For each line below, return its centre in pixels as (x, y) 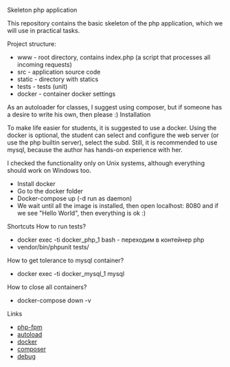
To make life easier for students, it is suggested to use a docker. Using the (112, 128)
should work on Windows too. (49, 170)
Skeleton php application (42, 10)
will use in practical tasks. (44, 31)
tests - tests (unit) (42, 86)
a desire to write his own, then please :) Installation (79, 114)
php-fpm (30, 327)
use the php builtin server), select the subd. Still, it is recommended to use (112, 143)
